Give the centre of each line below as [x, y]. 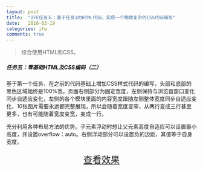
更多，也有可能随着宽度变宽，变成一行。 [56, 114]
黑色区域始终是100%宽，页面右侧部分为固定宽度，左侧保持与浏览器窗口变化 [101, 91]
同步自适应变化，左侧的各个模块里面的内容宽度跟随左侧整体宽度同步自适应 [99, 99]
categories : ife [27, 29]
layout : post [23, 12]
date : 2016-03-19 [31, 23]
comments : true [25, 34]
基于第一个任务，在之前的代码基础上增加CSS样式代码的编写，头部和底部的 [99, 84]
